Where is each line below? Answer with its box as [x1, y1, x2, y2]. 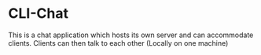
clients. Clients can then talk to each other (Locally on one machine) [8, 38, 229, 47]
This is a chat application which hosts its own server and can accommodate [8, 30, 254, 40]
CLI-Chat [8, 5, 69, 22]
